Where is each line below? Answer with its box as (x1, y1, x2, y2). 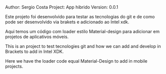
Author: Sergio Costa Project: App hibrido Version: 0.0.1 (5, 4, 118, 10)
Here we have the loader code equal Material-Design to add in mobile (5, 58, 148, 64)
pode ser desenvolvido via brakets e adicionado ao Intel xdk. (5, 19, 129, 25)
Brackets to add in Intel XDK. (5, 49, 64, 54)
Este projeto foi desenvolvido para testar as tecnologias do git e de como (5, 14, 155, 19)
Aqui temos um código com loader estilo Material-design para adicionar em (5, 29, 160, 34)
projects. (5, 64, 23, 69)
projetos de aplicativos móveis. (5, 34, 69, 39)
